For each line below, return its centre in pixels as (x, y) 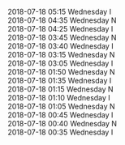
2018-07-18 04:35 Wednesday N (62, 20)
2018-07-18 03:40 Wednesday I (61, 46)
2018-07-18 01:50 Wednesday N (61, 72)
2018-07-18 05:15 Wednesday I (59, 12)
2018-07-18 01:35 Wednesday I (60, 81)
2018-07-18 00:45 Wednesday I (60, 115)
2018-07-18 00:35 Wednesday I (60, 132)
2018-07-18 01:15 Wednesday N (61, 89)
